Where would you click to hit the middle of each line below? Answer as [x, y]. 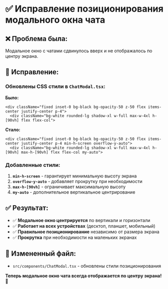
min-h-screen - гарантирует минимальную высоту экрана [75, 176]
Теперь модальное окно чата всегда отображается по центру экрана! [83, 276]
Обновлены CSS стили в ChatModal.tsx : [55, 87]
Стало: [13, 129]
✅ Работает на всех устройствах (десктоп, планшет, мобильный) [84, 226]
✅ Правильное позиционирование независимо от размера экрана [86, 232]
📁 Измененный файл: [41, 254]
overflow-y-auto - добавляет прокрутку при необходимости [77, 181]
